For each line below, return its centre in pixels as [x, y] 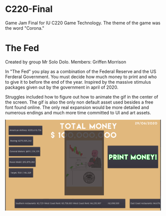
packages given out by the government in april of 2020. [62, 87]
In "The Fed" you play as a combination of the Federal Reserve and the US [81, 71]
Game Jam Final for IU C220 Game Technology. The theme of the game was [83, 23]
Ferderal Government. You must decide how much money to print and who [81, 77]
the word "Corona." [25, 28]
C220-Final [29, 9]
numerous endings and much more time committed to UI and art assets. [78, 112]
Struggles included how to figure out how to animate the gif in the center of [82, 97]
